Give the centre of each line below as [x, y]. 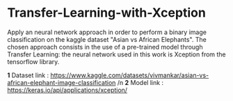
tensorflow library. [33, 61]
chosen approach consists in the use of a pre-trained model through [105, 47]
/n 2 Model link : [140, 82]
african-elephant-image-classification [62, 82]
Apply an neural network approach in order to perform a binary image [107, 32]
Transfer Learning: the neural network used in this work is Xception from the [116, 54]
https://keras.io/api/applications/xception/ [67, 90]
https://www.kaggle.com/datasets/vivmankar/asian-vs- [130, 75]
